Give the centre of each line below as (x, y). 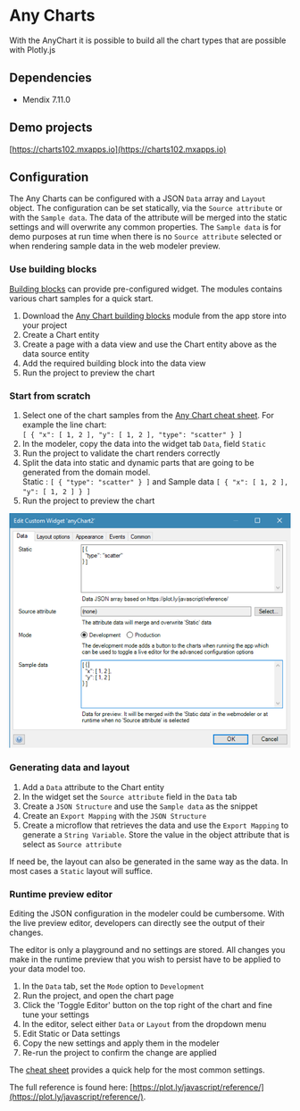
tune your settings (55, 1014)
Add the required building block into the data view (114, 363)
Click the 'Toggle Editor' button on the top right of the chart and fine (147, 1006)
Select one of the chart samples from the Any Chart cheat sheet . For (148, 415)
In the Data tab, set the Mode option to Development (113, 986)
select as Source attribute (72, 844)
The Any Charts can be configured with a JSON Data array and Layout (137, 198)
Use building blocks (53, 269)
